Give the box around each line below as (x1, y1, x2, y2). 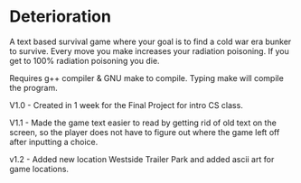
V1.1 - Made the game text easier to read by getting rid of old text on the (9, 117, 277, 128)
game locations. (9, 163, 70, 174)
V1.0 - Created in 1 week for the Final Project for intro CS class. (9, 99, 244, 110)
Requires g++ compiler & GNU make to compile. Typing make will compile (9, 72, 285, 83)
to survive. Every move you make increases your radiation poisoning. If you (9, 45, 289, 56)
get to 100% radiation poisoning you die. (9, 55, 160, 66)
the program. (9, 82, 58, 93)
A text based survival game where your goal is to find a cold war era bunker (9, 36, 292, 47)
